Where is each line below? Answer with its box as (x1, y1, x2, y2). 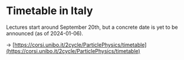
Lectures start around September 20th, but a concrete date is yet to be (6, 24, 178, 31)
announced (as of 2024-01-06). (6, 29, 84, 36)
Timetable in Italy (6, 4, 93, 18)
